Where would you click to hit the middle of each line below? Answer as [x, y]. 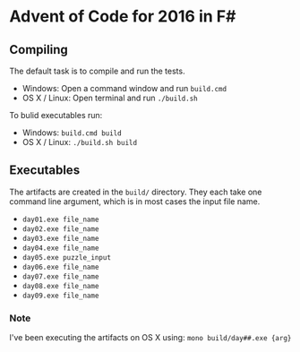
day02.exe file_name [60, 229]
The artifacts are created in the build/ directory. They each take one [136, 192]
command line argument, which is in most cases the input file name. [135, 201]
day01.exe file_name [60, 219]
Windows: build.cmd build [72, 133]
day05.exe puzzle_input [67, 257]
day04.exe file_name [60, 248]
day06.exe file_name [60, 267]
